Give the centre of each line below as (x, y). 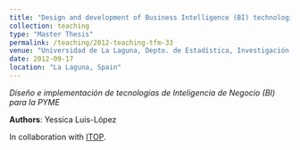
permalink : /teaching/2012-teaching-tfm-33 (92, 42)
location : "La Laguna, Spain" (66, 68)
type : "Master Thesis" (51, 34)
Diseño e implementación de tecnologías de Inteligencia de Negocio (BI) (142, 92)
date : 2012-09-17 (42, 59)
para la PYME (35, 102)
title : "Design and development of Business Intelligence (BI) (129, 17)
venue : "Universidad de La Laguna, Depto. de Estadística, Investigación (150, 51)
